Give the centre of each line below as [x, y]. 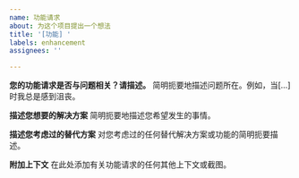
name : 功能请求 [35, 17]
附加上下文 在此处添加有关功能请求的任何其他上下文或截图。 [120, 165]
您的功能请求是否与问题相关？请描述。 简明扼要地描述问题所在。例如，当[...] [150, 85]
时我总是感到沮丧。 [45, 97]
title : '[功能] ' [40, 34]
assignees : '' [36, 51]
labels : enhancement [48, 42]
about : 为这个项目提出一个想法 [60, 26]
